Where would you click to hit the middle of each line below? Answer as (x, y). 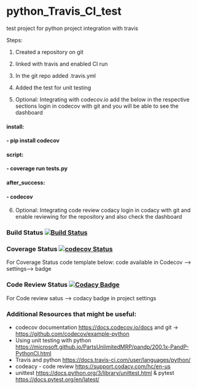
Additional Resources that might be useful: (71, 314)
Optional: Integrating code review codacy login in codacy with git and (103, 210)
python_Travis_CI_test (64, 11)
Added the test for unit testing (53, 88)
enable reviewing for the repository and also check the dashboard (98, 217)
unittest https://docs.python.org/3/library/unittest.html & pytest (95, 372)
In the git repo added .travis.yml (56, 75)
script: (15, 154)
